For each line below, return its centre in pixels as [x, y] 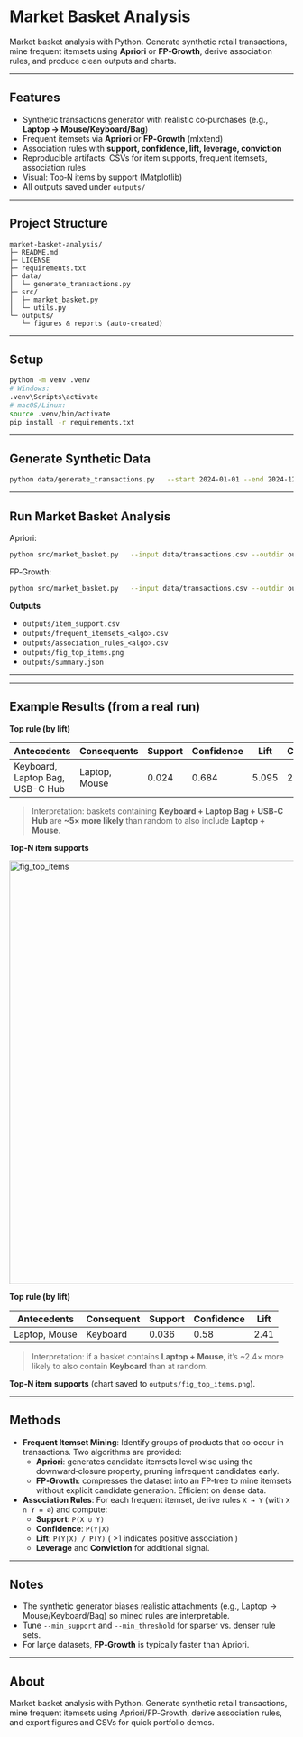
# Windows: [30, 389]
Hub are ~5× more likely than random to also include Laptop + [148, 820]
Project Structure [59, 224]
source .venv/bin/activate [60, 414]
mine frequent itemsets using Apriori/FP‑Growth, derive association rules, [146, 1713]
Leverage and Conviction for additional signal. [123, 1547]
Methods [35, 1420]
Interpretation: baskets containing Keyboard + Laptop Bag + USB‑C [157, 811]
